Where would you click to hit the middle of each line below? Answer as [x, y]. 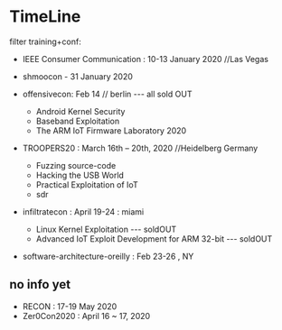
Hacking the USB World [80, 175]
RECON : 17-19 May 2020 [70, 306]
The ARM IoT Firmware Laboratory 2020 [111, 130]
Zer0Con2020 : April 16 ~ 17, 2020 [86, 316]
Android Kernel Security [80, 111]
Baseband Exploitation [78, 121]
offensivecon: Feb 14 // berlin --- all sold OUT [107, 94]
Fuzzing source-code [76, 165]
